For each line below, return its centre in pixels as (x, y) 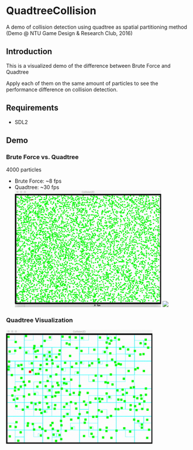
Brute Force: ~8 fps (38, 181)
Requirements (32, 108)
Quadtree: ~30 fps (37, 187)
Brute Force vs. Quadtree (42, 157)
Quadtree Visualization (39, 320)
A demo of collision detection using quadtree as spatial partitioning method (96, 27)
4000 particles (24, 170)
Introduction (29, 52)
